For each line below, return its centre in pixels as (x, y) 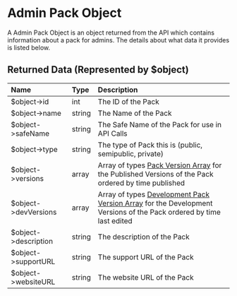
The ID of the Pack (129, 102)
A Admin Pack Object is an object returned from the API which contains (111, 32)
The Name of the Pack (135, 113)
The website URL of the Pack (146, 277)
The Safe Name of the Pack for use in (160, 124)
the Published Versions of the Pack (156, 174)
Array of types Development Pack (154, 194)
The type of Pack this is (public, (150, 145)
